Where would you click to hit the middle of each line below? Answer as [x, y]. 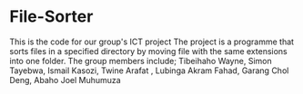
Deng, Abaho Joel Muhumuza [65, 80]
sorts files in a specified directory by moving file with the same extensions [149, 51]
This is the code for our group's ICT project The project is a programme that [151, 42]
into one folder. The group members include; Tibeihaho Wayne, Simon [141, 61]
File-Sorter [51, 17]
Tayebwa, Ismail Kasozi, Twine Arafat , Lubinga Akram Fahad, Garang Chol [149, 70]
